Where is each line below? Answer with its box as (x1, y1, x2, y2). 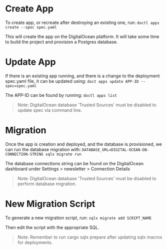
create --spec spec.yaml (5, 24, 57, 30)
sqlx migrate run (45, 152, 81, 157)
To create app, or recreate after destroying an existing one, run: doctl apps (5, 19, 160, 25)
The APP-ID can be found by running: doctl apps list (5, 92, 117, 98)
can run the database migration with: (5, 146, 81, 152)
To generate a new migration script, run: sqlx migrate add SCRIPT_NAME (5, 215, 152, 221)
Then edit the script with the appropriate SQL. (5, 224, 100, 230)
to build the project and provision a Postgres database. (5, 38, 118, 45)
